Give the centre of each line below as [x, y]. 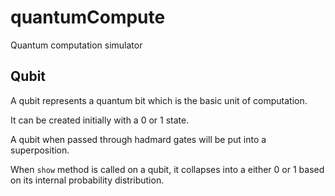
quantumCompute [88, 17]
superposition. [40, 150]
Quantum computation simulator [76, 45]
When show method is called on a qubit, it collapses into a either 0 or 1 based [167, 169]
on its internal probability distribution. [87, 180]
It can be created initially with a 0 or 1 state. [100, 120]
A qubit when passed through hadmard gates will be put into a [138, 139]
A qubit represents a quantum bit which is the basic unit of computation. [159, 100]
